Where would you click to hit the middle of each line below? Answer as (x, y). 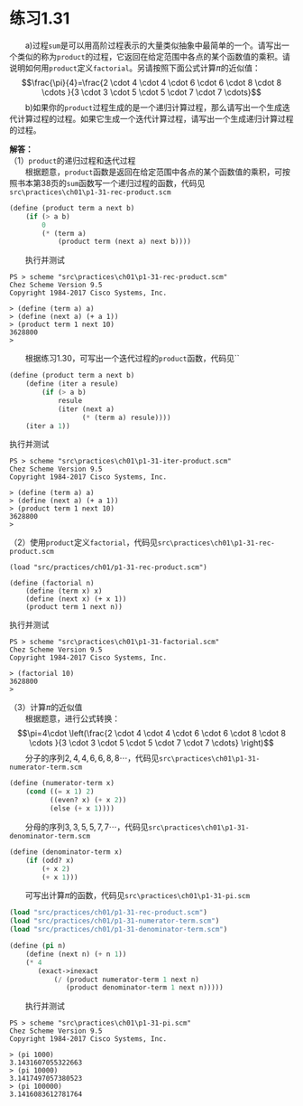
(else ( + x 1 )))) (82, 809)
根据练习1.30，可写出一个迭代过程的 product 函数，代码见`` (133, 359)
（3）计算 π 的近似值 (46, 708)
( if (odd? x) (50, 860)
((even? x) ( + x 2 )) (88, 801)
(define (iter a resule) (72, 384)
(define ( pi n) (38, 946)
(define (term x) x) (64, 591)
